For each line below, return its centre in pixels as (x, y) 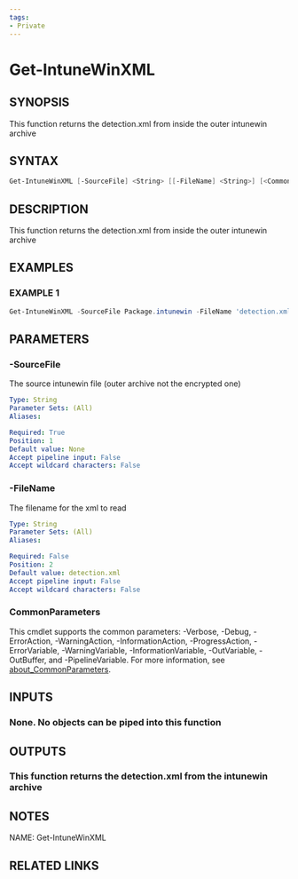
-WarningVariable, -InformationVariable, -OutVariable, (159, 650)
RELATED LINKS (54, 865)
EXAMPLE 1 (35, 293)
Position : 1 (31, 440)
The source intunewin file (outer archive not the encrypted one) (125, 384)
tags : (19, 17)
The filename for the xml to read (68, 508)
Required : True (37, 432)
